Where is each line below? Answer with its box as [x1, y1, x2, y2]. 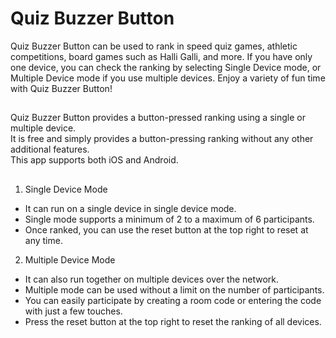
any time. [24, 234, 63, 246]
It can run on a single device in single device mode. [24, 202, 237, 214]
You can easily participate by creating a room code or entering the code [24, 294, 322, 306]
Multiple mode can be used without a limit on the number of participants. [24, 283, 325, 296]
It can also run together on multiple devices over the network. [24, 273, 280, 285]
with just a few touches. [24, 305, 123, 317]
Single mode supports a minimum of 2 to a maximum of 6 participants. [24, 213, 315, 225]
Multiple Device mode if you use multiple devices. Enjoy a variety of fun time [10, 72, 326, 84]
